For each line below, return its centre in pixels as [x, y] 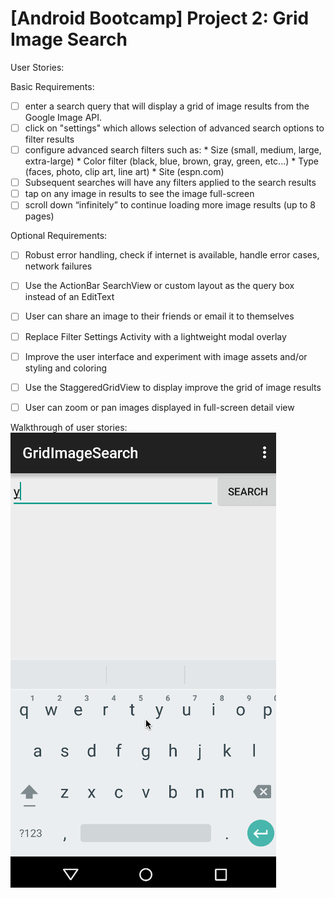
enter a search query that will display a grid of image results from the [167, 106]
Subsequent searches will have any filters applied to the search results [170, 183]
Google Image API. [63, 117]
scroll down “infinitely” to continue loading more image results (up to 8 [170, 205]
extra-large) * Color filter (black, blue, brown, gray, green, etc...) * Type [171, 161]
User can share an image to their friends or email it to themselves [159, 316]
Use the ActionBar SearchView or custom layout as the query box [159, 286]
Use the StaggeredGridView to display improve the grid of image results [173, 387]
